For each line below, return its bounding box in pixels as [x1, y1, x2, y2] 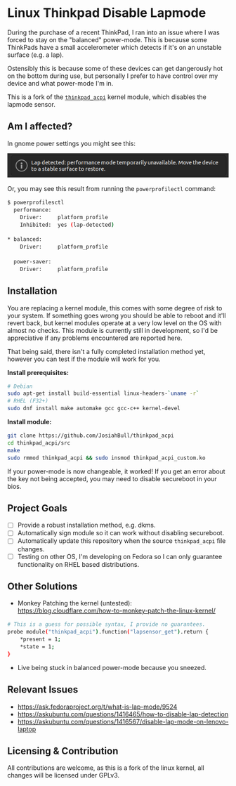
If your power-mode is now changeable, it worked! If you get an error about [7, 467, 226, 476]
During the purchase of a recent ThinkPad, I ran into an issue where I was [7, 28, 220, 37]
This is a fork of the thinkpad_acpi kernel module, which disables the [7, 93, 207, 101]
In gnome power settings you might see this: [7, 139, 136, 148]
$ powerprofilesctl [7, 199, 65, 206]
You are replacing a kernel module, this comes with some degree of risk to [7, 303, 223, 312]
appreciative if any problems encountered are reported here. [7, 334, 183, 342]
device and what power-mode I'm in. [7, 79, 114, 87]
